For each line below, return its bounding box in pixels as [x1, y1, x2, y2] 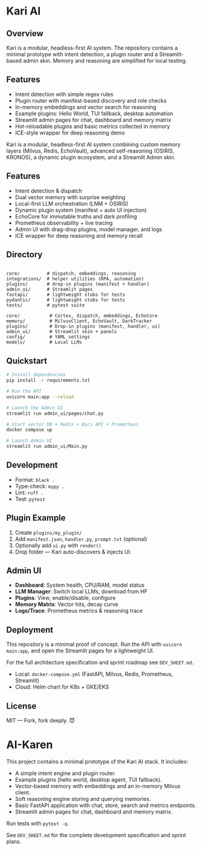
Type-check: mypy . [14, 482, 65, 489]
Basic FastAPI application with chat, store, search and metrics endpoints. [14, 802, 197, 809]
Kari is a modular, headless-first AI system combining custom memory [6, 141, 181, 148]
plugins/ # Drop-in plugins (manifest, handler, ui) [6, 324, 161, 330]
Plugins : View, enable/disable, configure [14, 594, 116, 602]
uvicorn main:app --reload [6, 394, 74, 400]
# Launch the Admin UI [6, 404, 63, 411]
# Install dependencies [6, 372, 66, 378]
